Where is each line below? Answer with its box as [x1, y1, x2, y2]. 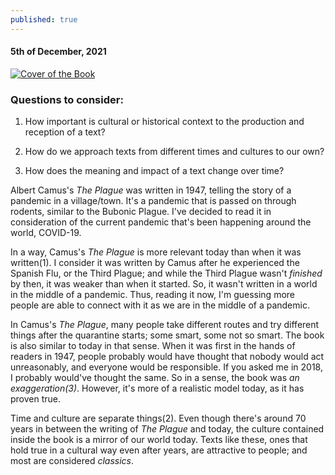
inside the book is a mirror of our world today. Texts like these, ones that [10, 434, 308, 446]
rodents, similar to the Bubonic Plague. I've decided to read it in [10, 206, 272, 218]
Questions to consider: [10, 92, 124, 106]
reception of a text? [24, 126, 106, 138]
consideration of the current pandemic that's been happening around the [10, 216, 312, 228]
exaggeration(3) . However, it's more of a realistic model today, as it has [10, 382, 305, 395]
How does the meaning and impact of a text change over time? [24, 165, 285, 177]
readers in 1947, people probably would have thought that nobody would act [10, 351, 325, 363]
